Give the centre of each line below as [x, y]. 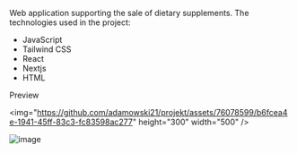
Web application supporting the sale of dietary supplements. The [129, 13]
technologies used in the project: [70, 22]
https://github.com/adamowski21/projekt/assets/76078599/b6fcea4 [162, 112]
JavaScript [42, 40]
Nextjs [34, 68]
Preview [24, 95]
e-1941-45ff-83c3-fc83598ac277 [71, 122]
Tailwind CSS [47, 49]
